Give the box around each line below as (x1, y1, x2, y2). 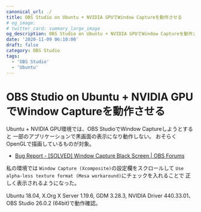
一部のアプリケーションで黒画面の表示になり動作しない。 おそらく (13, 133, 177, 140)
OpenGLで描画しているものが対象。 (6, 140, 95, 148)
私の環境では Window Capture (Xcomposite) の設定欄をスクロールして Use (6, 165, 184, 172)
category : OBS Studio (6, 48, 60, 54)
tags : (6, 53, 20, 59)
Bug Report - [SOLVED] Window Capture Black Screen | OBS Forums (14, 152, 185, 159)
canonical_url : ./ (6, 8, 52, 15)
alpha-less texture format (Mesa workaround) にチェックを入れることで (6, 172, 184, 179)
